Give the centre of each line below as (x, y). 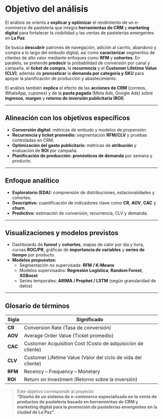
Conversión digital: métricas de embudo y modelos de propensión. (80, 129)
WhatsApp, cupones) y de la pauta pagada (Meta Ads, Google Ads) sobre (79, 93)
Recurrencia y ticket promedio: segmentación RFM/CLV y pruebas (79, 135)
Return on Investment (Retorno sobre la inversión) (81, 380)
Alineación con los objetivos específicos (67, 118)
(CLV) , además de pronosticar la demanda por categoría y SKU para (74, 73)
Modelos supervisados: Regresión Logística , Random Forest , (81, 271)
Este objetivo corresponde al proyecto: (56, 392)
